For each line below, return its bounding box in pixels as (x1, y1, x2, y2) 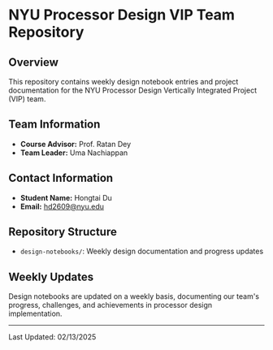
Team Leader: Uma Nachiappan (19, 148, 128, 158)
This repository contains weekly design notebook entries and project (8, 77, 239, 86)
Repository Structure (8, 225, 118, 239)
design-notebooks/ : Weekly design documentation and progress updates (19, 246, 264, 257)
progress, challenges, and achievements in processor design (8, 300, 213, 310)
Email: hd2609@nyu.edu (19, 201, 104, 211)
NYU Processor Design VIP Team (8, 6, 236, 24)
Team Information (8, 118, 101, 132)
